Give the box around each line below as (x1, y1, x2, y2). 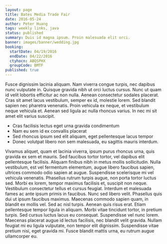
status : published (5, 30, 43, 35)
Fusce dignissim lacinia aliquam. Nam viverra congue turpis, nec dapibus (5, 81, 156, 87)
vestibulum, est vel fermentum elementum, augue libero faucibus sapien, (5, 164, 155, 170)
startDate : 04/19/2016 (9, 49, 57, 54)
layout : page (5, 7, 32, 12)
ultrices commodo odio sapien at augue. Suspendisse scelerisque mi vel (5, 170, 154, 175)
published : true (5, 68, 39, 73)
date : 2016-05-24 (5, 16, 41, 21)
